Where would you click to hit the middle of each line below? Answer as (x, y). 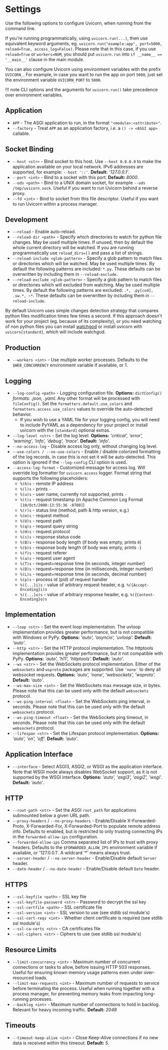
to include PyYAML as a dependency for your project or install (84, 425)
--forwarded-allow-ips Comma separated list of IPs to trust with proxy (85, 842)
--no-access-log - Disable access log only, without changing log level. (85, 446)
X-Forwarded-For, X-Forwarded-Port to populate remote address (93, 826)
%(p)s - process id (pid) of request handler (64, 579)
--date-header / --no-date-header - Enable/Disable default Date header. (86, 869)
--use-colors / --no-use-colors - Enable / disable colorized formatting (87, 452)
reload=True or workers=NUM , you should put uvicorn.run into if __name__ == (84, 54)
